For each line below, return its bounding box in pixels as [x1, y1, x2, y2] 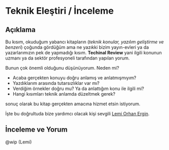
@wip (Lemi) [5, 139, 32, 145]
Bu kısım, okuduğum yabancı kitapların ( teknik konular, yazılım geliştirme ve [5, 39, 164, 45]
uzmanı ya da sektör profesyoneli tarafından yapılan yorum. [5, 55, 130, 61]
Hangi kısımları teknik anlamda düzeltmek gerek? [12, 91, 116, 97]
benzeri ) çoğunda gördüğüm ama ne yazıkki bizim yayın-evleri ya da [5, 44, 149, 50]
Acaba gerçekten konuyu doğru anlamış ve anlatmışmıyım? [12, 75, 136, 81]
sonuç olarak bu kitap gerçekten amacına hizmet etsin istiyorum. [5, 101, 140, 107]
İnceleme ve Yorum [5, 125, 68, 134]
